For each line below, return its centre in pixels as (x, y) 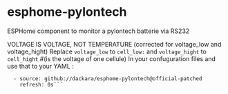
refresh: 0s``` (41, 84)
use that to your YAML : (40, 66)
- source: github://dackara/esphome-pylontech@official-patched (108, 79)
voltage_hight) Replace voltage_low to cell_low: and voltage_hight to (107, 51)
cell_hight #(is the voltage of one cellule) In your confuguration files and (112, 58)
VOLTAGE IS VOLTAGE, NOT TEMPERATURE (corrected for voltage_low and (114, 44)
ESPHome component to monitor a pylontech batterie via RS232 (98, 31)
